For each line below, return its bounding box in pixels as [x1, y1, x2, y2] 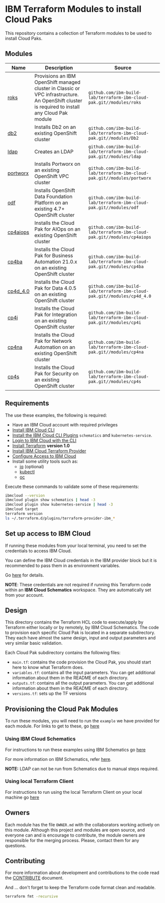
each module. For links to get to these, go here [5, 723, 100, 729]
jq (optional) [19, 463, 44, 469]
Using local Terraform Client [5, 778, 74, 785]
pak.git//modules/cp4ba [88, 264, 144, 269]
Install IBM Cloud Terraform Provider [12, 448, 86, 453]
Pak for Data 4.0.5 [34, 284, 77, 291]
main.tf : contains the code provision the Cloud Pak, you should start [12, 659, 151, 665]
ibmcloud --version [5, 493, 45, 498]
